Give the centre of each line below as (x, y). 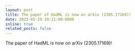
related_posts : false (28, 29)
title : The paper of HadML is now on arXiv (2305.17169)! (68, 15)
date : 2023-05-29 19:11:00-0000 (40, 19)
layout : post (19, 10)
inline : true (19, 24)
